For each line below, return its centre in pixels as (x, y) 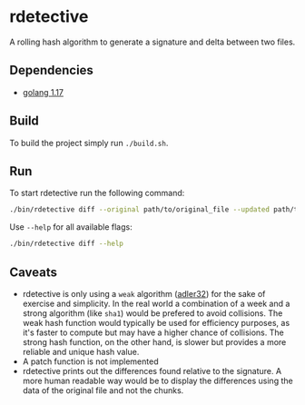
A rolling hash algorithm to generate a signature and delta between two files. (152, 42)
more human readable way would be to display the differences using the (157, 380)
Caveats (33, 272)
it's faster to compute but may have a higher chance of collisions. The (153, 332)
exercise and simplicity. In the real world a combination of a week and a (156, 303)
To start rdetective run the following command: (97, 193)
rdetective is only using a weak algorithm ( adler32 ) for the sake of (144, 293)
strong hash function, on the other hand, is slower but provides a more (154, 341)
